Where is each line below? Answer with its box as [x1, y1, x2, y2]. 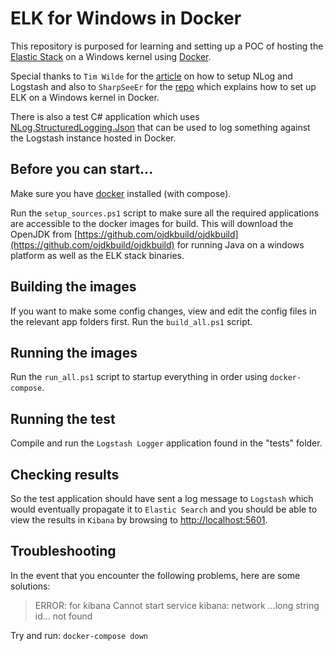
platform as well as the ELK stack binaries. [10, 249, 185, 261]
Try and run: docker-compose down [10, 629, 149, 641]
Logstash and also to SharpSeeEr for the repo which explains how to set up [10, 80, 317, 92]
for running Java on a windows [176, 238, 305, 251]
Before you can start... [10, 161, 154, 178]
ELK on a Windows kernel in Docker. [10, 91, 160, 103]
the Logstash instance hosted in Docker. [10, 132, 177, 144]
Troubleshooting [10, 543, 117, 560]
